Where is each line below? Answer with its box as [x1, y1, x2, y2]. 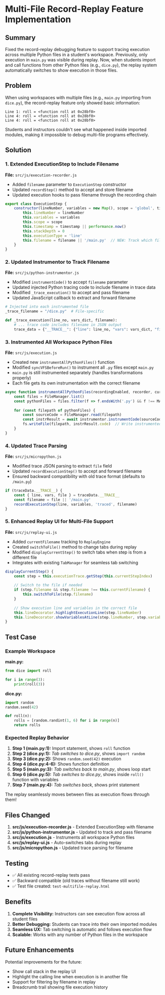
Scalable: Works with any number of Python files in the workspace [12, 932, 148, 938]
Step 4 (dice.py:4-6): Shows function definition [12, 761, 110, 767]
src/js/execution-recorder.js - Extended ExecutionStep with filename [12, 824, 154, 830]
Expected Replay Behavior [5, 734, 69, 741]
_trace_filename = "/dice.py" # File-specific [5, 309, 105, 314]
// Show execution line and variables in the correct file [14, 606, 137, 610]
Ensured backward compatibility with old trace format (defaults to [12, 473, 145, 479]
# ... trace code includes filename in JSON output [14, 323, 122, 328]
